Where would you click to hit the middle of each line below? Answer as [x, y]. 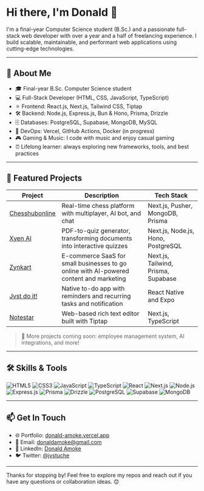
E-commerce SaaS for [94, 256]
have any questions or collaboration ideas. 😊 [63, 482]
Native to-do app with [93, 288]
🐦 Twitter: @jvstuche [42, 456]
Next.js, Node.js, [171, 230]
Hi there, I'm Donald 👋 [62, 12]
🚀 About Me [29, 73]
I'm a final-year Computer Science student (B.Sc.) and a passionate [91, 29]
